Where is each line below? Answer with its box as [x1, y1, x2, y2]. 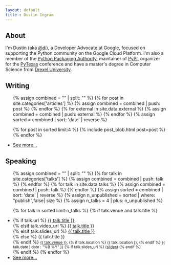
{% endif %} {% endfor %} [12, 249, 70, 255]
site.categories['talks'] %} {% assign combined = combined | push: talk [12, 175, 164, 182]
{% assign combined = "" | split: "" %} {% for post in [12, 95, 124, 101]
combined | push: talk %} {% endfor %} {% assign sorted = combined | [12, 186, 163, 192]
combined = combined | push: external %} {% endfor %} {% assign [12, 111, 155, 118]
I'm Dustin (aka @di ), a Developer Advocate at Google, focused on [5, 45, 146, 51]
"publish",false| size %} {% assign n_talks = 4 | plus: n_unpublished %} [12, 197, 163, 204]
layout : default [5, 7, 40, 13]
